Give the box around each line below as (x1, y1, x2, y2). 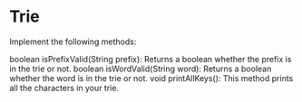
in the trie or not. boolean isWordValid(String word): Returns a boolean (9, 63, 272, 74)
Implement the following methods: (9, 36, 137, 47)
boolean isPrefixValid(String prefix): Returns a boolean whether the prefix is (9, 53, 292, 64)
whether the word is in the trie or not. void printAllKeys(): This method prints (9, 72, 294, 83)
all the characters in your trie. (9, 82, 120, 93)
